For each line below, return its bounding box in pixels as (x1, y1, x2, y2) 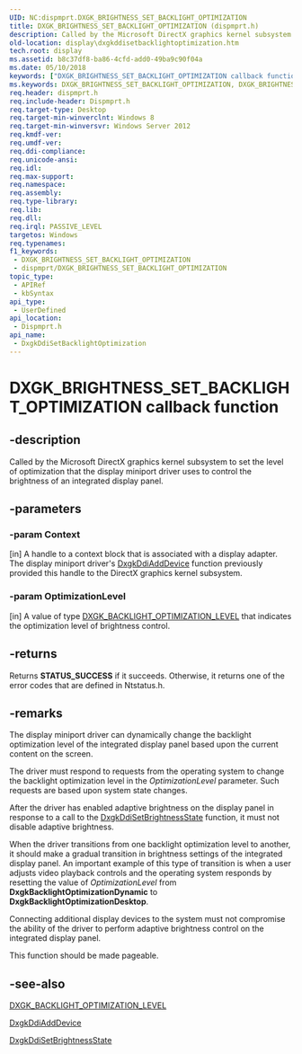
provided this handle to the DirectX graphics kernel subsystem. (9, 568, 243, 579)
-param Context (9, 528, 81, 541)
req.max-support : (9, 172, 75, 181)
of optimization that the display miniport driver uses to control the (9, 465, 252, 476)
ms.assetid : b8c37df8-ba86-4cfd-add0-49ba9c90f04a (9, 55, 203, 64)
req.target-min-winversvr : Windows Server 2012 (9, 122, 191, 131)
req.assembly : (9, 189, 63, 198)
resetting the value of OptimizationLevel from (9, 877, 177, 888)
